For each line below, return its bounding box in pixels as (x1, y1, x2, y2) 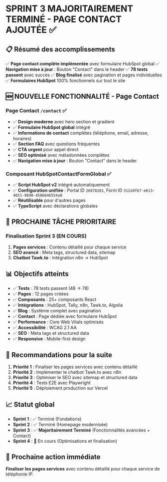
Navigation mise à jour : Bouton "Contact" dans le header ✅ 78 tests (5, 66, 148, 72)
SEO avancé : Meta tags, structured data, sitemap (12, 249, 116, 255)
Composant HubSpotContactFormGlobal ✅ (5, 170, 112, 177)
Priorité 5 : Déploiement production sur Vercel (12, 385, 108, 391)
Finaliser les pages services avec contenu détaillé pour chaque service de (5, 466, 160, 472)
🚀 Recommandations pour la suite (5, 350, 113, 359)
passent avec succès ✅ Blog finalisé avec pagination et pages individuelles (5, 72, 163, 78)
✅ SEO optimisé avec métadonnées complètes (12, 152, 110, 158)
